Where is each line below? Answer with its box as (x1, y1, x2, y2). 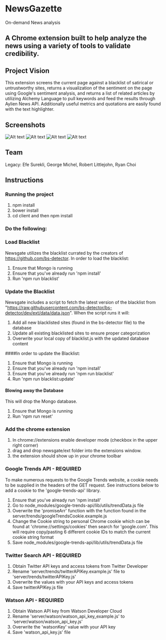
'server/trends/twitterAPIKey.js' (12, 574, 76, 580)
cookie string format (12, 534, 54, 540)
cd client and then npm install (12, 213, 73, 219)
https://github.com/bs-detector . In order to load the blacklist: (5, 255, 129, 261)
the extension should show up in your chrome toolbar (12, 453, 121, 459)
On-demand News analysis (5, 19, 60, 25)
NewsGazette (5, 3, 62, 14)
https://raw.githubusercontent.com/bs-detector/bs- (7, 305, 112, 311)
